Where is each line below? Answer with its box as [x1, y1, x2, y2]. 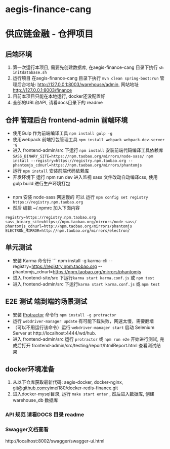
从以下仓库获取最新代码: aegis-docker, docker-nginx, [12, 379, 123, 385]
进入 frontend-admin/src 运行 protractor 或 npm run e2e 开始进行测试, [12, 336, 159, 342]
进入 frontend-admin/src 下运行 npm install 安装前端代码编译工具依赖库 [12, 147, 163, 153]
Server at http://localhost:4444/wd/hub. [12, 330, 96, 336]
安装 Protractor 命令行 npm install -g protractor [12, 311, 116, 317]
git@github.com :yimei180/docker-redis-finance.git [12, 385, 118, 391]
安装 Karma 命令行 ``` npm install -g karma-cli [12, 257, 108, 264]
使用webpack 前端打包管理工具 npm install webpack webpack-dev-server [12, 137, 165, 142]
